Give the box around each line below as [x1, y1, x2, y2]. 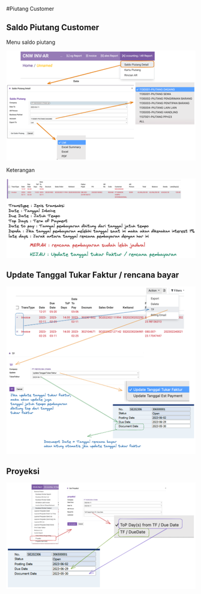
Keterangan [6, 167, 35, 174]
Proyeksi [6, 466, 40, 476]
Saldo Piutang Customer [6, 22, 100, 32]
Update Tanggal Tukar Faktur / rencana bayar [6, 270, 179, 280]
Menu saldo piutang [6, 39, 56, 46]
